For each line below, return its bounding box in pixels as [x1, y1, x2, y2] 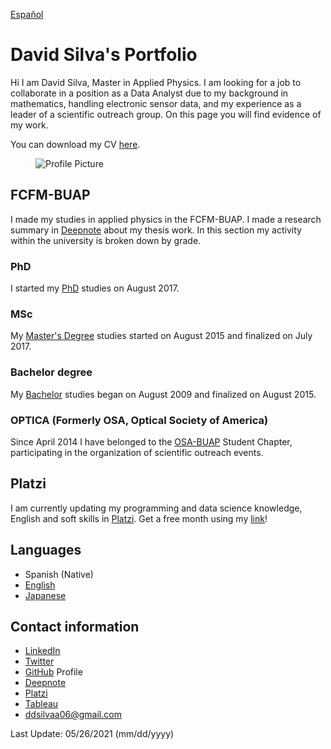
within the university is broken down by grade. [10, 234, 202, 246]
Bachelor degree [10, 365, 93, 379]
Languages [10, 542, 82, 559]
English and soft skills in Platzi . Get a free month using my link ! [10, 512, 268, 524]
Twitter [24, 655, 55, 668]
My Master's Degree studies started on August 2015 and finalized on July [10, 330, 313, 342]
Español [10, 9, 44, 20]
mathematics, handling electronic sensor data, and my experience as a [10, 97, 302, 109]
